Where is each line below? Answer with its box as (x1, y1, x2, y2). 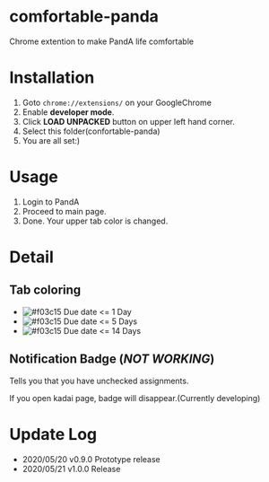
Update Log (9, 424, 98, 444)
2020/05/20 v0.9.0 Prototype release (22, 453, 161, 464)
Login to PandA (22, 196, 80, 207)
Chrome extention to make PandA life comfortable (9, 36, 195, 47)
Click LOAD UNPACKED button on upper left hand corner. (22, 116, 236, 127)
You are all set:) (22, 135, 81, 145)
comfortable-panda (9, 6, 160, 27)
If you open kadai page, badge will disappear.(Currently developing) (9, 392, 261, 403)
